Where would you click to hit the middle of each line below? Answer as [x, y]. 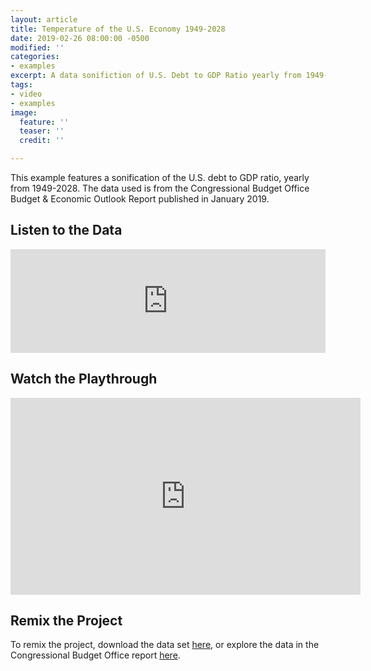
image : [24, 112]
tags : [21, 85]
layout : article [44, 19]
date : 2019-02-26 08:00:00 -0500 [80, 38]
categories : [35, 57]
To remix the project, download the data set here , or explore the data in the [165, 645]
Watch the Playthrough [84, 379]
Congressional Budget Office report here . [95, 655]
